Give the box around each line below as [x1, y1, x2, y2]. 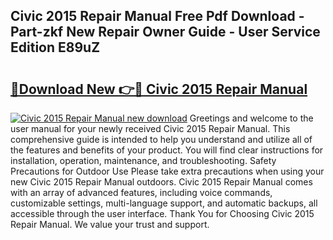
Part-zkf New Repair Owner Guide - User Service [10, 24, 321, 41]
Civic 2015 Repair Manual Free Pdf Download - [10, 8, 305, 25]
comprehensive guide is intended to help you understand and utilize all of [10, 134, 313, 145]
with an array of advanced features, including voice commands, [10, 187, 273, 198]
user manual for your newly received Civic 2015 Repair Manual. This [10, 123, 291, 134]
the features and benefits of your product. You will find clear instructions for [10, 144, 324, 156]
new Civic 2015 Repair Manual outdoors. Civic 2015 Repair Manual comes [10, 176, 313, 188]
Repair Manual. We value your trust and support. [10, 219, 210, 230]
